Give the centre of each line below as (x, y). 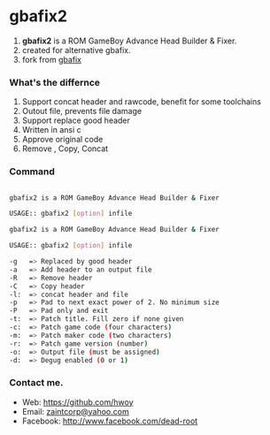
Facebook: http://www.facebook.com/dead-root (110, 421)
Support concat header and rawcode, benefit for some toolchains (141, 102)
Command (32, 172)
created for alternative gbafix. (76, 50)
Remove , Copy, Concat (65, 149)
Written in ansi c (51, 130)
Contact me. (36, 383)
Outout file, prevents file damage (82, 111)
